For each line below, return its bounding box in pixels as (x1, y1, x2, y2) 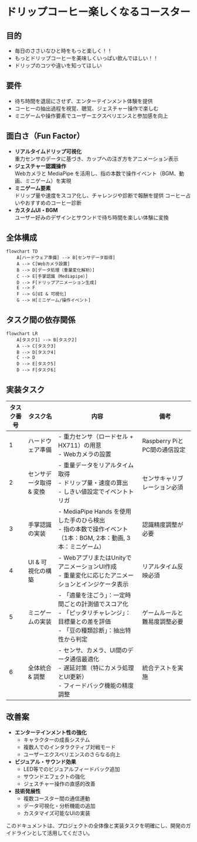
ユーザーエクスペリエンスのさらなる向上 (23, 750, 121, 758)
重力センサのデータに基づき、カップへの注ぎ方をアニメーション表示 (14, 155, 179, 162)
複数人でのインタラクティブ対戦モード (23, 743, 116, 750)
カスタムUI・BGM (14, 206, 58, 213)
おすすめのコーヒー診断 (25, 199, 82, 206)
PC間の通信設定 (142, 446, 186, 454)
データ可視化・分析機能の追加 (23, 802, 96, 809)
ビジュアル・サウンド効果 (14, 758, 76, 765)
